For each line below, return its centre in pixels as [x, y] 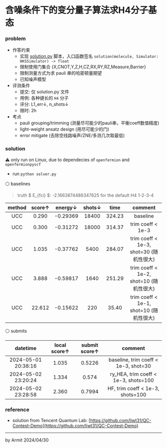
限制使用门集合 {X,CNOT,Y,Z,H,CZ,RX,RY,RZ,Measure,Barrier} [83, 67]
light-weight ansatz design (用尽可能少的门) [64, 129]
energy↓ [66, 208]
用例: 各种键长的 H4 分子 [44, 98]
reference [17, 410]
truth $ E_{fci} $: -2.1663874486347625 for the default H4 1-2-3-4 [85, 195]
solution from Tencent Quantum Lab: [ [51, 421]
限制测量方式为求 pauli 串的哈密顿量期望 [61, 73]
